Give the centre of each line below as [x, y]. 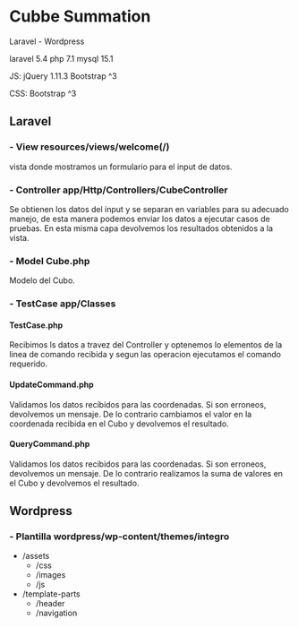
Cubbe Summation [80, 17]
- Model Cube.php [50, 261]
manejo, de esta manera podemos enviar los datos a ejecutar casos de [140, 219]
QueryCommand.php [50, 444]
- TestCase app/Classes [63, 304]
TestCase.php [36, 325]
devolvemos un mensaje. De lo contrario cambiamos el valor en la [131, 414]
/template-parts [51, 594]
